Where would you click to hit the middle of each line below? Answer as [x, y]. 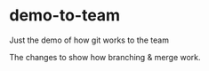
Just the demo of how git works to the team [89, 40]
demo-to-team [65, 16]
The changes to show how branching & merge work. [105, 57]
